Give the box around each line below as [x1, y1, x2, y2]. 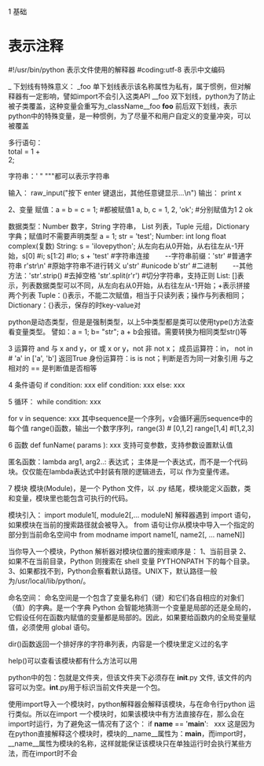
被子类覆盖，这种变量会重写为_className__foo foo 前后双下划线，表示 [8, 101, 237, 110]
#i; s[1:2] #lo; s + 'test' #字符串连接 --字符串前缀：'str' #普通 [36, 251, 246, 260]
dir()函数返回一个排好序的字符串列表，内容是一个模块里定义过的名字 [8, 639, 229, 649]
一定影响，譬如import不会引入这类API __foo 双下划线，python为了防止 [28, 91, 256, 101]
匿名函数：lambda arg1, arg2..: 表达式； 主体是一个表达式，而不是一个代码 [8, 456, 248, 467]
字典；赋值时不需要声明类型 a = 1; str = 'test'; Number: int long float [8, 231, 226, 240]
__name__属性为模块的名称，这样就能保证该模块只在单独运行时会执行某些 [8, 738, 246, 748]
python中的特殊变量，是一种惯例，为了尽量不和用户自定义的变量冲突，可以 [8, 111, 251, 121]
